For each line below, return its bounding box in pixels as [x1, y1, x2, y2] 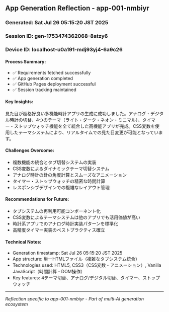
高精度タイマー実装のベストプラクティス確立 [12, 226, 106, 233]
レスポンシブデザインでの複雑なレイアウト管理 [12, 184, 110, 190]
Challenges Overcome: [5, 147, 54, 153]
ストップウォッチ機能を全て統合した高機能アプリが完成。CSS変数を [14, 123, 155, 129]
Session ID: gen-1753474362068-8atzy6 [5, 33, 108, 40]
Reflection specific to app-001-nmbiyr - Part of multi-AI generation [5, 296, 144, 302]
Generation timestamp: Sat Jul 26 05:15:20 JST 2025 [12, 250, 123, 256]
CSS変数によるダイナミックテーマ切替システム [12, 166, 110, 172]
